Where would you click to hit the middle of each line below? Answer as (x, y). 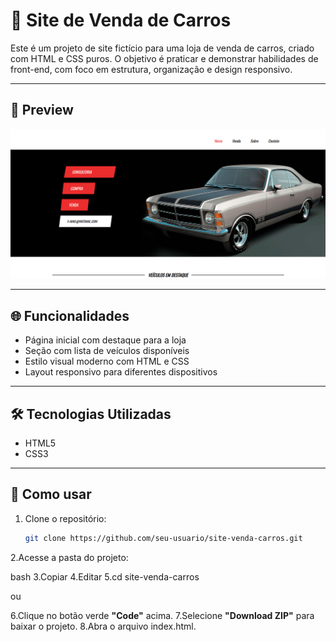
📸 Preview (42, 110)
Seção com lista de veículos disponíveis (107, 351)
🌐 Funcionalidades (70, 315)
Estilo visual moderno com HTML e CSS (107, 361)
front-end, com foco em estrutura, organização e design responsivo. (151, 69)
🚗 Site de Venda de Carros (121, 20)
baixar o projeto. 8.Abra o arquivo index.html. (103, 626)
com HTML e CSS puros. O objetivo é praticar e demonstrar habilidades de (164, 58)
